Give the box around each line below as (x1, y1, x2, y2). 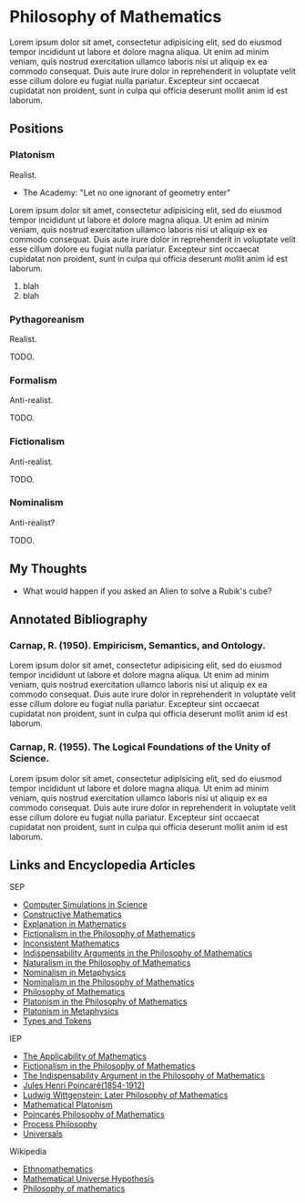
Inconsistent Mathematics (22, 938, 120, 949)
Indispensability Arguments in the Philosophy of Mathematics (22, 948, 253, 959)
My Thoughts (9, 561, 88, 576)
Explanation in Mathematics (22, 918, 127, 929)
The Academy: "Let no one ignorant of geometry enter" (22, 187, 231, 198)
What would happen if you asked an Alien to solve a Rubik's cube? (22, 586, 272, 596)
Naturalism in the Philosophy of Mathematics (22, 958, 191, 969)
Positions (9, 121, 64, 137)
